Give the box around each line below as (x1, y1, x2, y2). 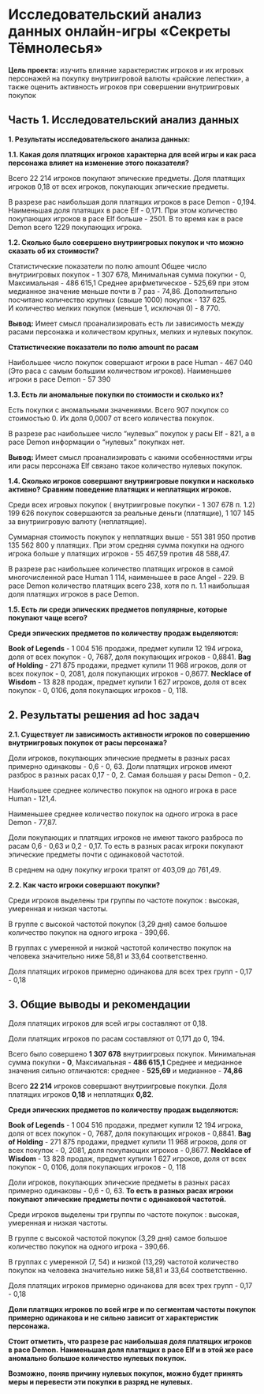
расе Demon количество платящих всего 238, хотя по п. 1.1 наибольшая (8, 581, 250, 590)
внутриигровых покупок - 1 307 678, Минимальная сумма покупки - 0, (8, 269, 247, 279)
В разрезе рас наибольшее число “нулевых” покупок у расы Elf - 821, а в (8, 428, 255, 438)
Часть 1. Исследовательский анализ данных (8, 113, 240, 127)
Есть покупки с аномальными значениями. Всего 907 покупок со (8, 405, 229, 414)
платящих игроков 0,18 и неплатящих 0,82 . (8, 1090, 154, 1099)
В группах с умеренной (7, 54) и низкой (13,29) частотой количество (8, 1257, 239, 1267)
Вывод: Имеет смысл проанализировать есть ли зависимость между (8, 318, 244, 328)
